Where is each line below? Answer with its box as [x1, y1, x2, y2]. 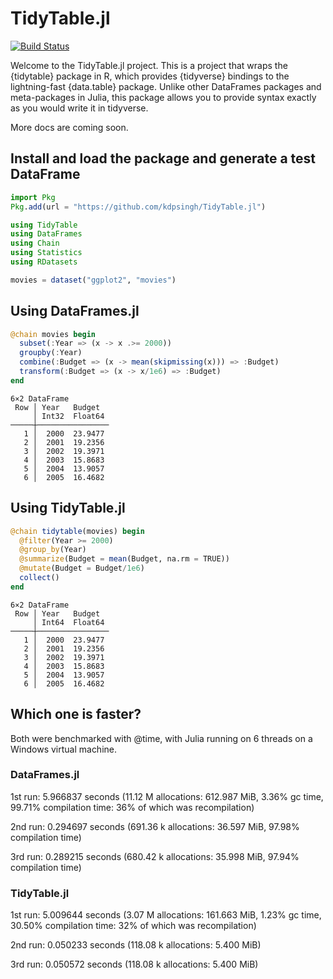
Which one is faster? [10, 706, 142, 723]
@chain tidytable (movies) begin [10, 526, 145, 536]
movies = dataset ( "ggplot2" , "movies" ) [10, 275, 177, 285]
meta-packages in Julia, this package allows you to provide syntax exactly [10, 91, 317, 103]
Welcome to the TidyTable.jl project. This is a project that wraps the [10, 59, 288, 71]
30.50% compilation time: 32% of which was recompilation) [10, 920, 257, 932]
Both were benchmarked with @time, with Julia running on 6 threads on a [10, 732, 313, 744]
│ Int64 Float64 [32, 617, 105, 627]
